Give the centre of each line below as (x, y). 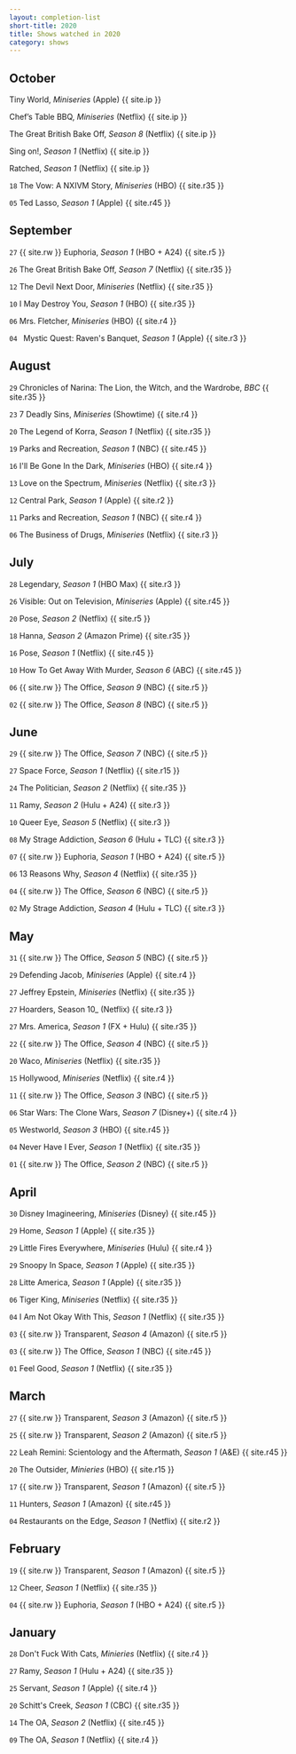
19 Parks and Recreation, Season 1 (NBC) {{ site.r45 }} (108, 448)
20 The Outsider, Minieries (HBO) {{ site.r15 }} (92, 1469)
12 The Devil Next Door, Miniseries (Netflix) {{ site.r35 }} (111, 286)
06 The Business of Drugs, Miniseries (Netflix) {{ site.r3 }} (114, 535)
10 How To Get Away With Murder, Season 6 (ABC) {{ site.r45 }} (125, 670)
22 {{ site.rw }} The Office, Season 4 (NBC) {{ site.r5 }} (109, 1044)
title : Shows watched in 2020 (65, 34)
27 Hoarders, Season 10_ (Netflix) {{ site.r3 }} (91, 1010)
